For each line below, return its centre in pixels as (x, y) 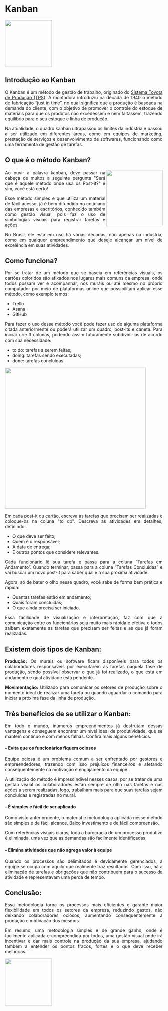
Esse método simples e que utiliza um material (55, 198)
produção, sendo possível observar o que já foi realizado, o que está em (84, 672)
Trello (18, 304)
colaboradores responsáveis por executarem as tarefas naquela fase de (84, 667)
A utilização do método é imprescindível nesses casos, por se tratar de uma (84, 779)
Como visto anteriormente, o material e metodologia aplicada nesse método (84, 818)
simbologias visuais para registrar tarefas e (55, 219)
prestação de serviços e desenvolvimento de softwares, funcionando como (84, 139)
